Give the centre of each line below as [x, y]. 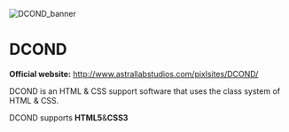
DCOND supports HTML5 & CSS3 [69, 117]
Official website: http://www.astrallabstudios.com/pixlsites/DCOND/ [134, 74]
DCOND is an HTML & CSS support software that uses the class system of [145, 91]
